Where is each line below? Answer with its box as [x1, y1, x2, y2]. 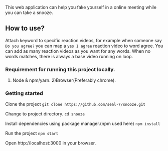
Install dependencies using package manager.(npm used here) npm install [5, 120, 160, 127]
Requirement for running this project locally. [5, 66, 115, 73]
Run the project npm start [5, 130, 59, 136]
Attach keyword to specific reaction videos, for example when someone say [5, 37, 162, 43]
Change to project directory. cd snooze [5, 111, 85, 117]
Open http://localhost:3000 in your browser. [5, 140, 96, 146]
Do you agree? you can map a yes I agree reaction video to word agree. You [5, 43, 163, 49]
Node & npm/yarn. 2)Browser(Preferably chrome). [12, 77, 116, 83]
